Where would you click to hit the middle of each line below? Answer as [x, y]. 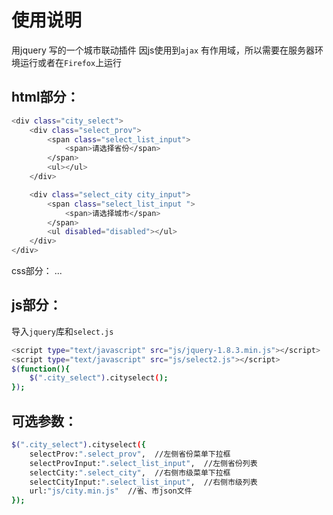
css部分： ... [37, 270]
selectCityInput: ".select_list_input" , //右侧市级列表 [143, 482]
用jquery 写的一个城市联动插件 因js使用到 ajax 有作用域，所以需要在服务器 [163, 50]
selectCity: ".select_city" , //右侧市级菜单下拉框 [130, 472]
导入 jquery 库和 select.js [62, 331]
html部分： [45, 97]
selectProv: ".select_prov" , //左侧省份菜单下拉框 [130, 454]
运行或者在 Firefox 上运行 [71, 62]
